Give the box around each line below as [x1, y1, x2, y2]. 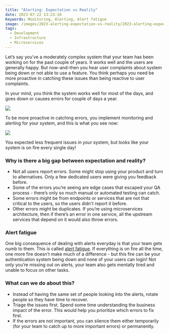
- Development [10, 31, 39, 36]
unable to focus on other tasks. [5, 267, 70, 273]
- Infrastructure [10, 36, 46, 41]
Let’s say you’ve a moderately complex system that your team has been [5, 54, 154, 60]
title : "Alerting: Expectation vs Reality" [5, 7, 98, 13]
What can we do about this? [5, 280, 75, 287]
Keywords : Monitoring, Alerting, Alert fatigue [5, 17, 107, 22]
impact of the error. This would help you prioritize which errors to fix [12, 307, 154, 313]
